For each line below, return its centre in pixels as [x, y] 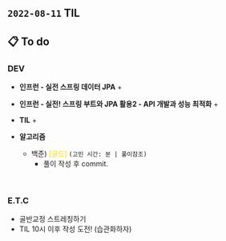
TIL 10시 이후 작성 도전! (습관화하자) [75, 229]
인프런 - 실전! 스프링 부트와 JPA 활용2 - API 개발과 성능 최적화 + [119, 104]
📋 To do [28, 41]
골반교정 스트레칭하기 [52, 219]
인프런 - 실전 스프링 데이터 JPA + [71, 87]
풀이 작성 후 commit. [76, 164]
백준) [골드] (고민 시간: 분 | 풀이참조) [89, 154]
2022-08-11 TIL [44, 13]
